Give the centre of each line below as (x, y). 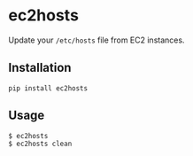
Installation (40, 68)
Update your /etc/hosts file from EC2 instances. (96, 40)
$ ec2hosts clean (40, 144)
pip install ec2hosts (48, 88)
